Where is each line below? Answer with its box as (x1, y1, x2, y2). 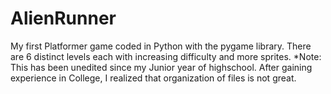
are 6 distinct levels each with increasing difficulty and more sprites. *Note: (10, 50, 322, 62)
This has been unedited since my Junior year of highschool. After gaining (10, 61, 313, 73)
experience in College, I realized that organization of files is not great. (10, 72, 297, 84)
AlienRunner (10, 7, 117, 30)
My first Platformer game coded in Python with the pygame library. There (10, 40, 312, 52)
